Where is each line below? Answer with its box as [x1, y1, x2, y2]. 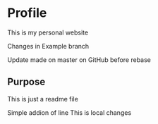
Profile [7, 5, 47, 21]
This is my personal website [7, 28, 89, 37]
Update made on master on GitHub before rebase [7, 55, 152, 64]
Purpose [7, 76, 46, 88]
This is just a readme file [7, 94, 79, 103]
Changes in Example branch [7, 42, 90, 50]
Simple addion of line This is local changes [7, 108, 132, 117]
